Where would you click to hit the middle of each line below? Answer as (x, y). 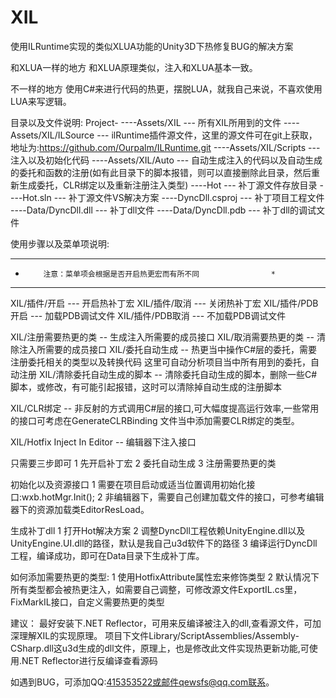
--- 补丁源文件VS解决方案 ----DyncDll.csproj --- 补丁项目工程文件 (189, 197)
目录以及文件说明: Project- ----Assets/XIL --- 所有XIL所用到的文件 (146, 122)
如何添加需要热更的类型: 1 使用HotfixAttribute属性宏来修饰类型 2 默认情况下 (165, 577)
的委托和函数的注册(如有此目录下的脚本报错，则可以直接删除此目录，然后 (161, 172)
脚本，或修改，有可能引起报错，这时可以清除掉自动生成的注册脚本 (146, 387)
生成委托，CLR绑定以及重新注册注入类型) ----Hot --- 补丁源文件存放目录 (168, 185)
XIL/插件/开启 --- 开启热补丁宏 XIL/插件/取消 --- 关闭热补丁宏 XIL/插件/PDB (164, 303)
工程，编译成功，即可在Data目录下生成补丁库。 (107, 555)
